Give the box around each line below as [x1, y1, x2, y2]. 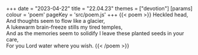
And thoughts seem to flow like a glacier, [6, 18, 105, 24]
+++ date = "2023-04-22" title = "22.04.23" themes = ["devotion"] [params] [6, 5, 193, 12]
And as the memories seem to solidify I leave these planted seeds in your [6, 30, 184, 37]
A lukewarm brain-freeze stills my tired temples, [6, 23, 123, 30]
